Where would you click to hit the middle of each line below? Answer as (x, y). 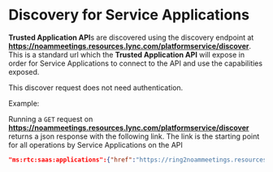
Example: (24, 103)
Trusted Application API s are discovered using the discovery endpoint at (131, 37)
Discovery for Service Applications (129, 15)
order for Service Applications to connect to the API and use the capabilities (135, 63)
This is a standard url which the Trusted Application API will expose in (127, 54)
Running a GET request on (51, 118)
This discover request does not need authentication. (96, 88)
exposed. (24, 71)
